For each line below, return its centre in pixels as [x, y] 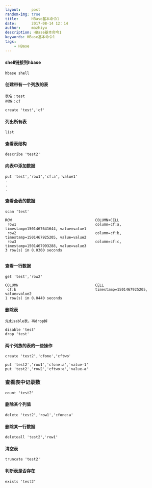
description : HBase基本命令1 [33, 32]
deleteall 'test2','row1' [31, 437]
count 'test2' [20, 393]
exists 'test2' [21, 482]
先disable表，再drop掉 [26, 321]
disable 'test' [21, 330]
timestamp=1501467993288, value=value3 [46, 246]
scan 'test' [17, 212]
